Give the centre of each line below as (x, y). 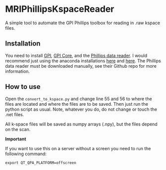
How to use (23, 87)
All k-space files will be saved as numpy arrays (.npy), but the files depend (81, 124)
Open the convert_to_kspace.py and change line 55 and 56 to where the (79, 99)
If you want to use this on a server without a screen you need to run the (78, 148)
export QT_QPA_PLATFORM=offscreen (41, 163)
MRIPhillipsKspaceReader (60, 9)
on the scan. (18, 129)
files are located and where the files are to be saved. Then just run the (77, 104)
